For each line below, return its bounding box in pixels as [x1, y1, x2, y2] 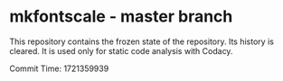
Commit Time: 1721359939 [9, 63, 109, 74]
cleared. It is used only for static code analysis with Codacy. [9, 45, 233, 56]
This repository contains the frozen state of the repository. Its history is [9, 36, 274, 47]
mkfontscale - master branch [9, 6, 233, 27]
